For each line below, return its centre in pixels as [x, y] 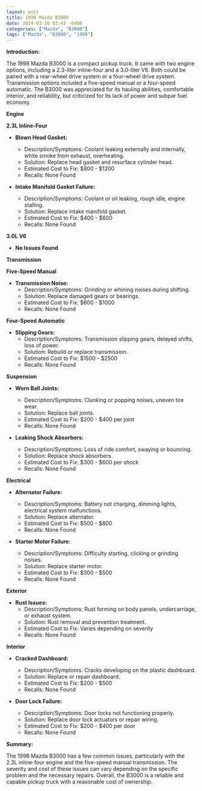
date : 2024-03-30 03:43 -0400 [44, 23]
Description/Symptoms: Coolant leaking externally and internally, [105, 149]
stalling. [34, 205]
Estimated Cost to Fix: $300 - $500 [68, 573]
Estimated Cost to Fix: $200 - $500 [68, 683]
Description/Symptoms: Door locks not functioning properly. [99, 713]
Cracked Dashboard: [41, 659]
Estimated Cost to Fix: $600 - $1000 [69, 303]
